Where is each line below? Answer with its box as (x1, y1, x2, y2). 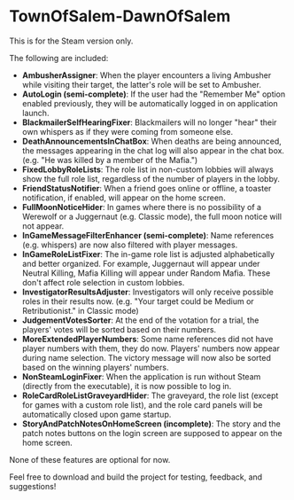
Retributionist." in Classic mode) (21, 305, 139, 316)
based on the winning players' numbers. (21, 362, 169, 372)
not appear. (21, 220, 65, 231)
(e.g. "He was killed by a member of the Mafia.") (21, 154, 198, 165)
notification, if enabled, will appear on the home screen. (21, 192, 226, 203)
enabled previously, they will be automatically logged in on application (21, 98, 278, 108)
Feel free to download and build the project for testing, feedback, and (9, 472, 263, 482)
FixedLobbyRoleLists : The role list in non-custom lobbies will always (21, 164, 275, 175)
